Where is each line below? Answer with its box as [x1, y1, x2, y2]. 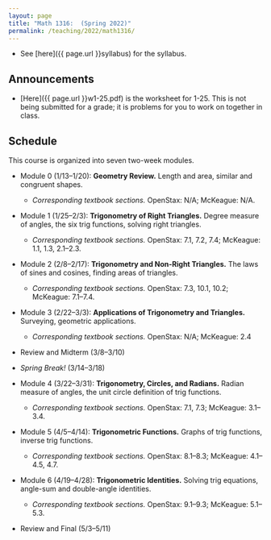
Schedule [8, 134, 58, 147]
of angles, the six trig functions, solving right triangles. [19, 219, 202, 229]
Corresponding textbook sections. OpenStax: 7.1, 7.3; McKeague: [31, 403, 248, 412]
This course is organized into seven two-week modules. [8, 156, 195, 165]
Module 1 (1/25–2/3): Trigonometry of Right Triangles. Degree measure [19, 211, 260, 220]
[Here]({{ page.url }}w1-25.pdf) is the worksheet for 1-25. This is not [19, 93, 247, 103]
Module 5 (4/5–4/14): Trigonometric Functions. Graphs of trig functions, [19, 427, 263, 436]
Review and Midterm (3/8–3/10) [19, 347, 125, 357]
